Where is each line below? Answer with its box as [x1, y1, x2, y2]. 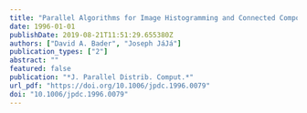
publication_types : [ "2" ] [9, 47, 108, 56]
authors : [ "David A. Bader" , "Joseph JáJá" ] [9, 38, 182, 48]
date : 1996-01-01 [9, 22, 76, 31]
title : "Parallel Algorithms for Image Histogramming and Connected [9, 13, 276, 23]
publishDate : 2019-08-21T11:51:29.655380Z [9, 30, 174, 39]
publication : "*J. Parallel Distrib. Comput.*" [9, 73, 195, 82]
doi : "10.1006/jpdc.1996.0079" [9, 89, 129, 98]
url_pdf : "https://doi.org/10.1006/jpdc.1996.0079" [9, 81, 210, 90]
